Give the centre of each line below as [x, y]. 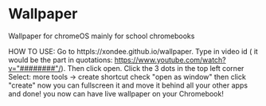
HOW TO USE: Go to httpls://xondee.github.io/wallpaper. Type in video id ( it [133, 51]
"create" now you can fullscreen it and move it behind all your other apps [128, 85]
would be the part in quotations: [61, 60]
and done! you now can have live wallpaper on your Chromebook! [116, 93]
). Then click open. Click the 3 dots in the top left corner [153, 68]
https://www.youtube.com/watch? [170, 60]
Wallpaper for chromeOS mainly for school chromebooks [102, 36]
